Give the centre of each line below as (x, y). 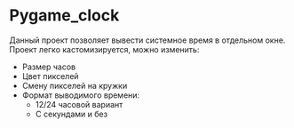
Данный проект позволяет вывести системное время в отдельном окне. (147, 40)
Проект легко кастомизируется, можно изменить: (104, 49)
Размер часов (49, 67)
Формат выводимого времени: (81, 95)
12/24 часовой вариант (79, 104)
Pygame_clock (64, 16)
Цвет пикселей (50, 76)
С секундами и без (72, 114)
